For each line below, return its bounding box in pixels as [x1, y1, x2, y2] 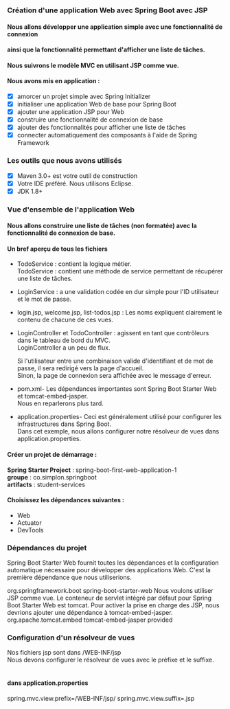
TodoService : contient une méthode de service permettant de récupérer [16, 267, 223, 275]
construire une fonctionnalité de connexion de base [16, 115, 163, 124]
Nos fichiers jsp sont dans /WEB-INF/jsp [7, 649, 122, 657]
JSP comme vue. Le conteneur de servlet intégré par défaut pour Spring [7, 594, 211, 603]
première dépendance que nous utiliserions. [7, 573, 132, 582]
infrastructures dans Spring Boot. [16, 420, 112, 428]
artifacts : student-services [7, 480, 86, 488]
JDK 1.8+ [16, 187, 43, 195]
